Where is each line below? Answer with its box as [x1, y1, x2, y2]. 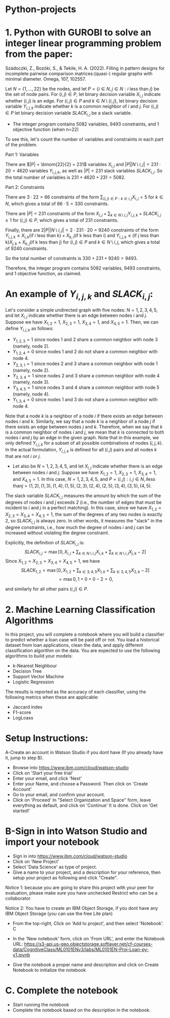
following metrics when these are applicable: [5, 694, 99, 700]
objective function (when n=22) [12, 126, 79, 133]
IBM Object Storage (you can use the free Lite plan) [5, 910, 113, 917]
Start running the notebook [12, 1002, 70, 1008]
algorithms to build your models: [5, 653, 73, 659]
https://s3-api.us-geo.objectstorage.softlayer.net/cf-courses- [24, 941, 153, 947]
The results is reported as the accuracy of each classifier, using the [5, 689, 146, 695]
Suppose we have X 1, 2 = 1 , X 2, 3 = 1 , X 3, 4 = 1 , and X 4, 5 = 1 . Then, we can [5, 319, 159, 326]
